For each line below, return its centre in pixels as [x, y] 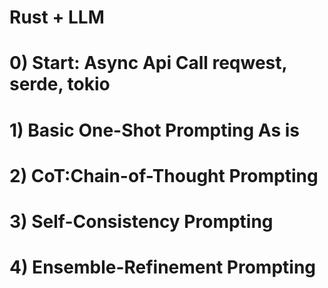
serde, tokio [60, 84]
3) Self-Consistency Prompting [141, 221]
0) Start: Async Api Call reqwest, [148, 63]
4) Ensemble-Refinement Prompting [163, 267]
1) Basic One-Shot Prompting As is [155, 130]
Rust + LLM [57, 17]
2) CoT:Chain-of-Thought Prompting [164, 175]
